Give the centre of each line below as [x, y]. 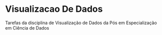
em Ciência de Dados [27, 28]
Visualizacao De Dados [54, 9]
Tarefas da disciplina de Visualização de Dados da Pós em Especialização [81, 23]
